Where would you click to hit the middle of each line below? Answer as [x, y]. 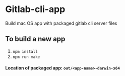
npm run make [26, 57]
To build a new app [35, 39]
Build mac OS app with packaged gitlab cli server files [61, 23]
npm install [25, 51]
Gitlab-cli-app [35, 9]
